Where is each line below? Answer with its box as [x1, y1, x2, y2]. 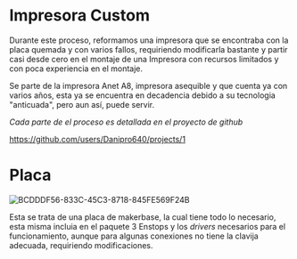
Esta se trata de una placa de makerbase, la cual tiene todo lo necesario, [9, 211, 276, 223]
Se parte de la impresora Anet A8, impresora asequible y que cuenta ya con [9, 80, 288, 91]
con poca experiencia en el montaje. [9, 63, 144, 74]
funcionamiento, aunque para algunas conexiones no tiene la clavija [9, 231, 259, 241]
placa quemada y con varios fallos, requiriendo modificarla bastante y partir [9, 44, 288, 54]
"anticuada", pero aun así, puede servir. [9, 99, 155, 109]
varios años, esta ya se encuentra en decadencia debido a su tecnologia [9, 90, 276, 101]
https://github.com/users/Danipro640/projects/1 [9, 134, 186, 144]
